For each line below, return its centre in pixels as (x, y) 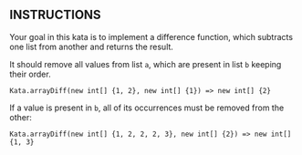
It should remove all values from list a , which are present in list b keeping (146, 64)
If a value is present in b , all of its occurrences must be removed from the (147, 108)
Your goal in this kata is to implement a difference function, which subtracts (151, 36)
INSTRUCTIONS (56, 15)
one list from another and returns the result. (91, 46)
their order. (31, 74)
